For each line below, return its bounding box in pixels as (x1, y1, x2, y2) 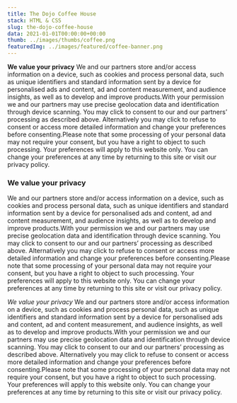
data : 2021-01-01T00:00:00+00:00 (7, 30, 106, 37)
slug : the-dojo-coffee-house (7, 23, 93, 30)
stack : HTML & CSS (7, 17, 62, 24)
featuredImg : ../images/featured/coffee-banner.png (7, 43, 163, 50)
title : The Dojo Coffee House (7, 10, 97, 18)
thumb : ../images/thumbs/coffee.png (7, 37, 115, 44)
